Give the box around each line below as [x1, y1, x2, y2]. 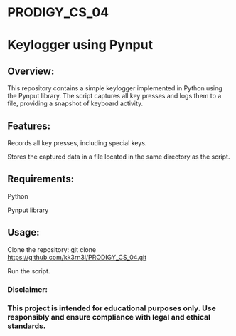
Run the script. [7, 266, 50, 275]
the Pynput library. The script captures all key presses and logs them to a [7, 92, 222, 100]
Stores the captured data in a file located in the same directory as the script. [7, 152, 230, 161]
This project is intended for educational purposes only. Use [7, 303, 216, 313]
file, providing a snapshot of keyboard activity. [7, 99, 144, 107]
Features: [7, 120, 51, 132]
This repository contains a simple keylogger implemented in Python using [7, 84, 222, 93]
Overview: [7, 65, 55, 77]
